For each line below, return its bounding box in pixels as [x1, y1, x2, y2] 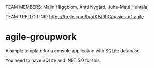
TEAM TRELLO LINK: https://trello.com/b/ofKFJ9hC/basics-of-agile [5, 14, 144, 19]
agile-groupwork [5, 31, 77, 43]
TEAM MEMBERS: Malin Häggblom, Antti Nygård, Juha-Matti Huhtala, [5, 4, 149, 10]
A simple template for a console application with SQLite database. [5, 47, 141, 54]
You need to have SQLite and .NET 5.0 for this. [5, 57, 101, 63]
